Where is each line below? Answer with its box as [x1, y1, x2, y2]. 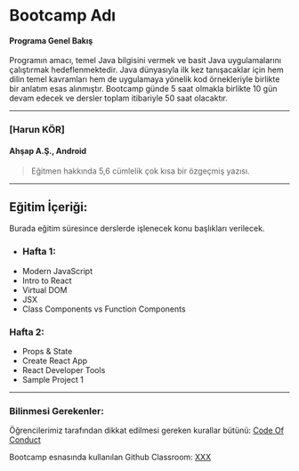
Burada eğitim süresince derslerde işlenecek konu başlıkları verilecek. [9, 223, 265, 234]
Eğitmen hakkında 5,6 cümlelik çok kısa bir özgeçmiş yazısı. [30, 166, 251, 176]
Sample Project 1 [21, 374, 85, 385]
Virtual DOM [21, 284, 68, 295]
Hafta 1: [21, 246, 56, 258]
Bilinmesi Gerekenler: [9, 404, 104, 417]
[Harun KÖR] [9, 124, 65, 136]
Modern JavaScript [21, 265, 93, 276]
